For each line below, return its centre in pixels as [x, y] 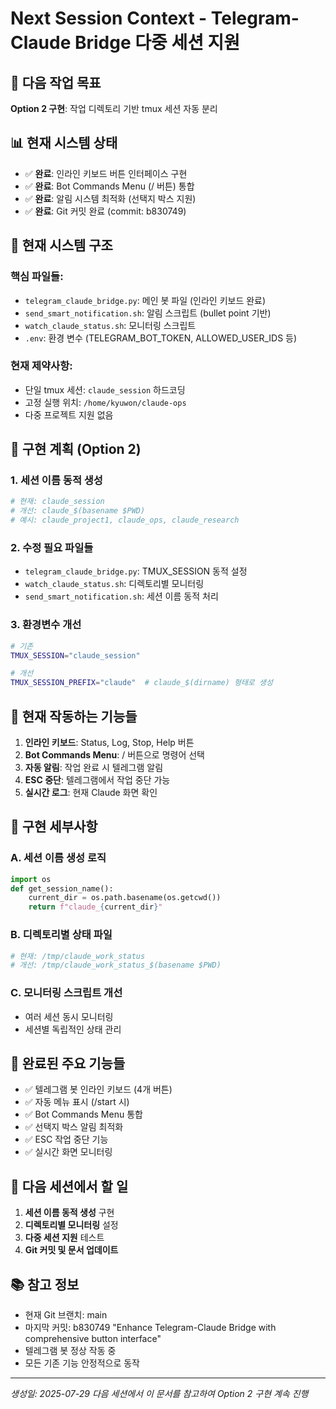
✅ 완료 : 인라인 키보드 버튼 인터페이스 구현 [106, 173]
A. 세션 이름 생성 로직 [58, 858]
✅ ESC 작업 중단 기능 [66, 1139]
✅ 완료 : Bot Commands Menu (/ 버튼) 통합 [109, 186]
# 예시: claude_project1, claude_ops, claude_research [125, 520]
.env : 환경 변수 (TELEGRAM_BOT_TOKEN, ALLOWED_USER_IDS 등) [161, 338]
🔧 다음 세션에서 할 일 [69, 1186]
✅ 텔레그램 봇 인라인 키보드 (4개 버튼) [98, 1089]
